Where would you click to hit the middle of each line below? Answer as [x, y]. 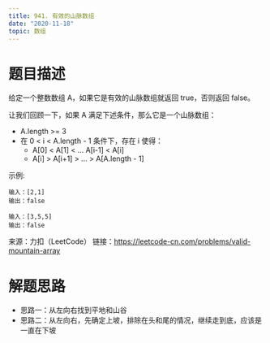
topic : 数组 [27, 31]
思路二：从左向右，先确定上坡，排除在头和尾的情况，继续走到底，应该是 [141, 320]
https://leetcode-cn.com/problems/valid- [182, 241]
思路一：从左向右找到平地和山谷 [73, 310]
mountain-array [34, 251]
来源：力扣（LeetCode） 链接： [62, 241]
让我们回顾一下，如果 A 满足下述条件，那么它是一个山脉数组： [112, 115]
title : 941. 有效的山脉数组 [51, 16]
